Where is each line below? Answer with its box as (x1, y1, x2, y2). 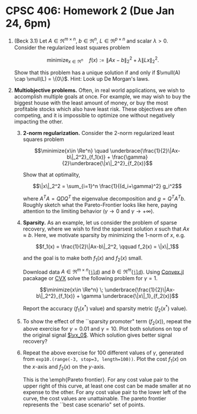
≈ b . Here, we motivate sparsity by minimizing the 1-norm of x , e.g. (22, 231, 186, 238)
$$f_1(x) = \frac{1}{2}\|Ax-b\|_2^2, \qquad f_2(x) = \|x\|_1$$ (35, 243, 179, 250)
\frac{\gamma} (111, 153, 148, 160)
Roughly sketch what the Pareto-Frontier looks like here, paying (22, 201, 178, 208)
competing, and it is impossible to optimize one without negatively (14, 112, 175, 119)
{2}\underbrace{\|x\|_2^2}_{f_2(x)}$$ (62, 160, 153, 167)
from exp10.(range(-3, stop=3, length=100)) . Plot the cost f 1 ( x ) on (22, 356, 187, 364)
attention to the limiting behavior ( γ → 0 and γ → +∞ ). (22, 208, 155, 215)
